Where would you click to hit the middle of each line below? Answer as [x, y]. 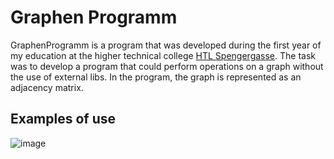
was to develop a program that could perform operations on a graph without [167, 66]
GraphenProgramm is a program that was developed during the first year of [166, 45]
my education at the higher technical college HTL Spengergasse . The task [163, 55]
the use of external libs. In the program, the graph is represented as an [156, 77]
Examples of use [63, 119]
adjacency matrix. [47, 87]
